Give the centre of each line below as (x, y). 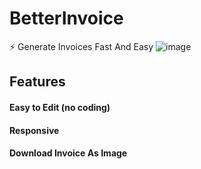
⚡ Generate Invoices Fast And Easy (81, 46)
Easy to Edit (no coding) (60, 107)
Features (37, 82)
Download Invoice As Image (68, 153)
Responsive (34, 130)
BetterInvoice (66, 18)
